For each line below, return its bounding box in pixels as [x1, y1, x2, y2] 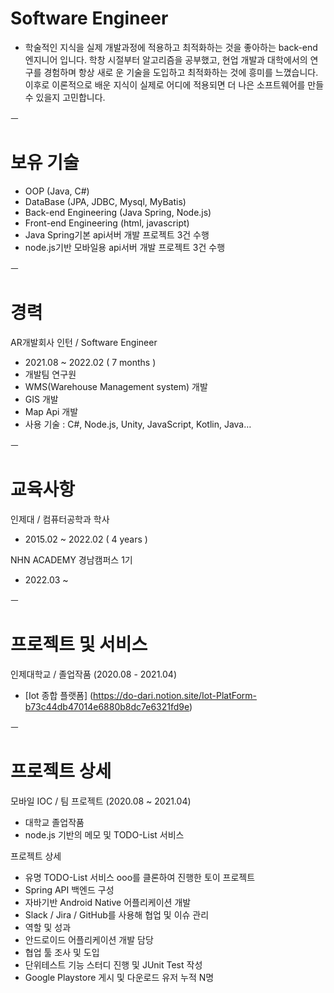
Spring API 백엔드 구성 [24, 883, 115, 896]
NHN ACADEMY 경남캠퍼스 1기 [10, 553, 133, 566]
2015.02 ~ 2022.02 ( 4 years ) [24, 533, 148, 545]
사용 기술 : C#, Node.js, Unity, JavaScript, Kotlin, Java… [24, 418, 252, 430]
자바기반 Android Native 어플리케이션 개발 [24, 896, 192, 908]
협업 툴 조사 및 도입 [24, 946, 100, 958]
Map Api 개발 [24, 405, 79, 417]
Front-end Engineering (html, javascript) [24, 217, 190, 229]
